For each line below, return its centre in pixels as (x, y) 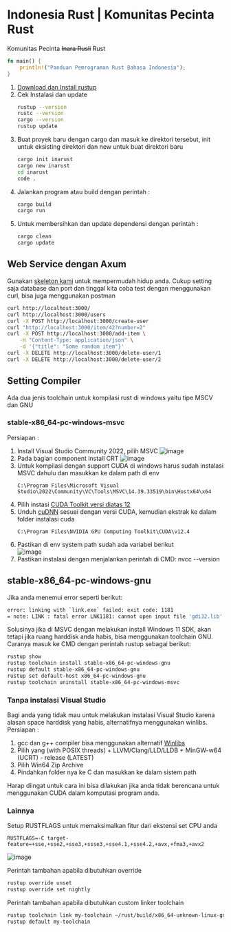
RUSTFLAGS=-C (26, 838)
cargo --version (40, 120)
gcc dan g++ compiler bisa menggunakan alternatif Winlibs (101, 743)
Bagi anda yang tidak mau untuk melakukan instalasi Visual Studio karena (111, 715)
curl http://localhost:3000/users (57, 314)
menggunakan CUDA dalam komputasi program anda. (84, 793)
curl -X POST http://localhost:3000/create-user (78, 321)
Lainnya (21, 811)
